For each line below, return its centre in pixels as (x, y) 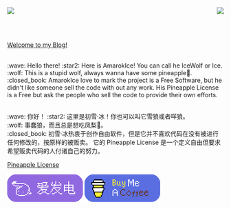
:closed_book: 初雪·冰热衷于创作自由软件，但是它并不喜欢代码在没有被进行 (113, 133)
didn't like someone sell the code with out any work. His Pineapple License (113, 88)
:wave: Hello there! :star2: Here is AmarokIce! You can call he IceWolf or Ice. (115, 66)
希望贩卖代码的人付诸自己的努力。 (55, 151)
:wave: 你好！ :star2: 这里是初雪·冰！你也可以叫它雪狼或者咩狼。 (98, 116)
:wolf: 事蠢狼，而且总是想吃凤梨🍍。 (57, 125)
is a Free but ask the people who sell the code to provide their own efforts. (112, 95)
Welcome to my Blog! (37, 45)
